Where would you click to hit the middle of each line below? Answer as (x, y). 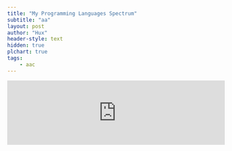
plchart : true (28, 52)
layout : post (26, 26)
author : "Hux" (28, 33)
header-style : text (35, 39)
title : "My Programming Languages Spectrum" (72, 13)
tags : (15, 58)
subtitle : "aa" (29, 20)
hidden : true (26, 45)
